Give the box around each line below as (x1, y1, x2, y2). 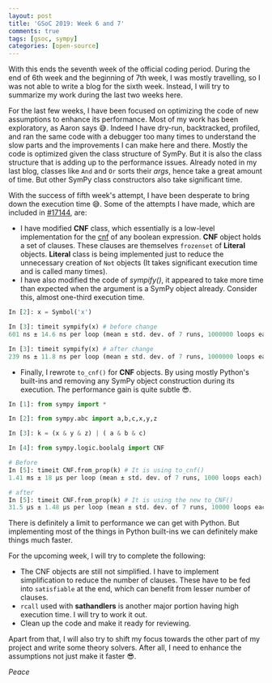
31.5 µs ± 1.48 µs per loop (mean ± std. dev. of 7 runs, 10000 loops (8, 504, 252, 512)
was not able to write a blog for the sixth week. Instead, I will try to (8, 82, 230, 92)
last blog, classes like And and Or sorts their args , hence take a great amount (8, 166, 262, 176)
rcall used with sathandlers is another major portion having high (19, 601, 239, 611)
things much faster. (8, 535, 73, 545)
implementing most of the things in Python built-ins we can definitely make (8, 526, 258, 536)
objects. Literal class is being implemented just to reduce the (19, 249, 224, 260)
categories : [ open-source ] (8, 42, 100, 50)
